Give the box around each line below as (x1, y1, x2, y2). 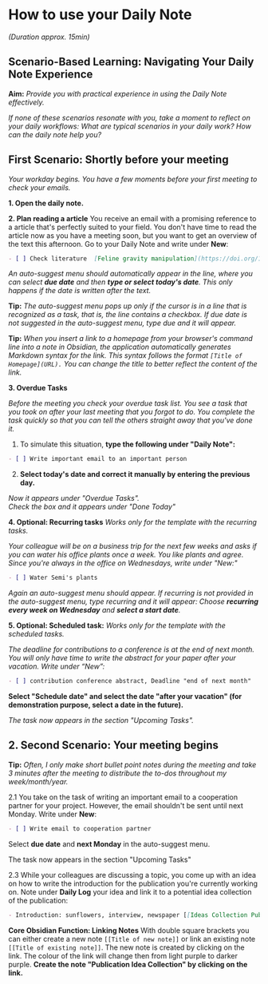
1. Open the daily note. (8, 198, 84, 208)
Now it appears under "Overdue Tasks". (8, 494, 140, 503)
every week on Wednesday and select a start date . (8, 605, 181, 615)
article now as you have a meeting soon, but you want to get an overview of (8, 230, 258, 240)
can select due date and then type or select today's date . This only (8, 277, 233, 287)
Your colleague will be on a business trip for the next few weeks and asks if (8, 542, 258, 551)
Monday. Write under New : (8, 809, 97, 819)
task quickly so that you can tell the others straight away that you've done (8, 415, 253, 425)
